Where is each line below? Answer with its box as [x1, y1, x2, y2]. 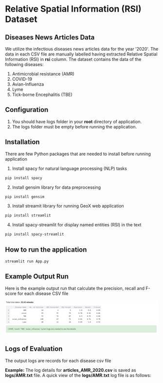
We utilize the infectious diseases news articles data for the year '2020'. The [5, 46, 159, 52]
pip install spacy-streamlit [5, 232, 64, 237]
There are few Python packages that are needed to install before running [5, 151, 151, 157]
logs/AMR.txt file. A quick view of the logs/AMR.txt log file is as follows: [5, 372, 151, 378]
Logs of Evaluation [5, 345, 63, 353]
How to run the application [5, 245, 87, 254]
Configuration [5, 106, 49, 114]
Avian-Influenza [12, 81, 44, 87]
